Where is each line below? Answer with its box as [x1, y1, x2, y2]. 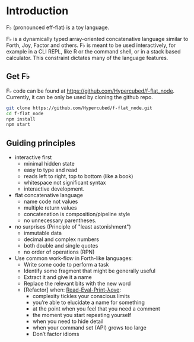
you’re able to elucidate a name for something [32, 299, 145, 306]
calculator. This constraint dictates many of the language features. [6, 54, 168, 61]
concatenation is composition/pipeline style [23, 211, 131, 218]
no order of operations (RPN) [23, 248, 95, 256]
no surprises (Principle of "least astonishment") [14, 223, 132, 230]
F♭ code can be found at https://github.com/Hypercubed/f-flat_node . [6, 87, 175, 94]
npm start [6, 122, 31, 128]
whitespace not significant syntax [23, 179, 106, 186]
